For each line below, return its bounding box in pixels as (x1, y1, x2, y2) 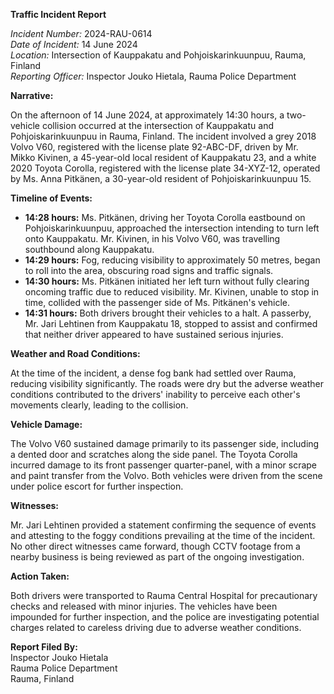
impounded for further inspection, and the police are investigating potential (10, 611, 320, 623)
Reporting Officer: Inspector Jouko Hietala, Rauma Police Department (10, 70, 297, 82)
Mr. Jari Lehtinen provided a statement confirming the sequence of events (10, 519, 317, 531)
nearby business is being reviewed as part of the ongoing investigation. (10, 551, 305, 563)
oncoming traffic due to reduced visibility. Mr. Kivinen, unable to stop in (24, 286, 320, 298)
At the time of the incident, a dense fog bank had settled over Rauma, (10, 367, 297, 379)
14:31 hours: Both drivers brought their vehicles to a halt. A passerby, (24, 307, 312, 319)
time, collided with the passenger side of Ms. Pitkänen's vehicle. (24, 297, 290, 308)
